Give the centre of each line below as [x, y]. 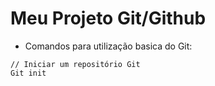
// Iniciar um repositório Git [75, 64]
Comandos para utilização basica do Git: [108, 46]
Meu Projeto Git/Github [108, 18]
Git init [28, 73]
